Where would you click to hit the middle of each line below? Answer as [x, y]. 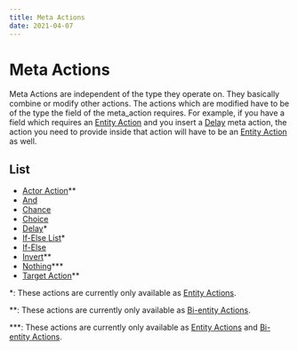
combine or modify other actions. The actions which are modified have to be [149, 104]
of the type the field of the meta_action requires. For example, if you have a [147, 113]
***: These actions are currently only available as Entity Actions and [133, 327]
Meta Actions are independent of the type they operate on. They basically [145, 94]
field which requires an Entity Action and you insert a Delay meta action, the [148, 123]
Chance [36, 210]
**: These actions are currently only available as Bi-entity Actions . [130, 310]
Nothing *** [43, 267]
